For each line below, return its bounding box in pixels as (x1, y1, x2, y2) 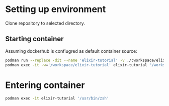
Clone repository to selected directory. (5, 20, 86, 26)
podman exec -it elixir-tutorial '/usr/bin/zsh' (5, 96, 109, 101)
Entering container (5, 79, 85, 91)
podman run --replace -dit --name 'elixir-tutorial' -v (5, 58, 125, 63)
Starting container (5, 35, 64, 43)
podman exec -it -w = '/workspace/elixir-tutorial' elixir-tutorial (5, 62, 147, 67)
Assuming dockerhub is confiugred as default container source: (5, 48, 137, 54)
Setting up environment (5, 4, 106, 15)
